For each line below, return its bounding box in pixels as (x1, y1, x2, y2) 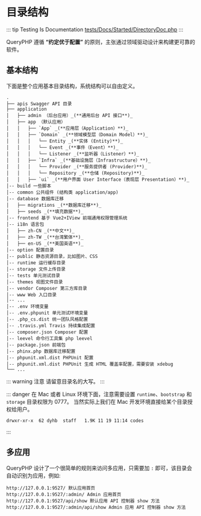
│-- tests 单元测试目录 (6, 272, 60, 278)
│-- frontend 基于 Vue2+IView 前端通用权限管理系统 (6, 215, 128, 221)
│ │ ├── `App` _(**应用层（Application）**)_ (6, 125, 129, 131)
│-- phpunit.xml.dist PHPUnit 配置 (6, 354, 94, 360)
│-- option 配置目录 (6, 247, 54, 253)
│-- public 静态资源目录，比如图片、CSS (6, 253, 98, 259)
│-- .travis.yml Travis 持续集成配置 (6, 322, 95, 329)
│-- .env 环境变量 (6, 303, 49, 309)
